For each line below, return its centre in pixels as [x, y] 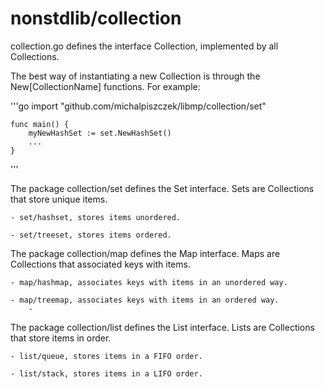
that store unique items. [59, 199]
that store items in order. [61, 338]
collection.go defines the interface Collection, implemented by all [144, 46]
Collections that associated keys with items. [100, 264]
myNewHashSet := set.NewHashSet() [100, 133]
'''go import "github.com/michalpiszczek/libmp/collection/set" [138, 106]
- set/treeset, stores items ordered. [91, 235]
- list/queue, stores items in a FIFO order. [106, 356]
